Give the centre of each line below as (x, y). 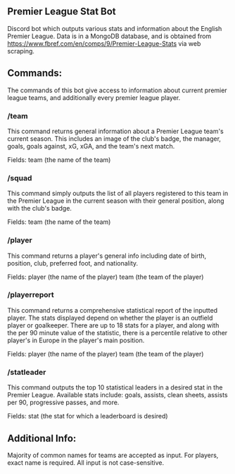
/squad (20, 177)
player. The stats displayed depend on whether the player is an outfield (110, 318)
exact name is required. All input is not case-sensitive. (85, 462)
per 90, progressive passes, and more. (63, 403)
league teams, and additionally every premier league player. (94, 97)
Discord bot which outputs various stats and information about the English (115, 28)
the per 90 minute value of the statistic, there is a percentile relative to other (118, 332)
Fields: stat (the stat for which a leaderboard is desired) (88, 416)
